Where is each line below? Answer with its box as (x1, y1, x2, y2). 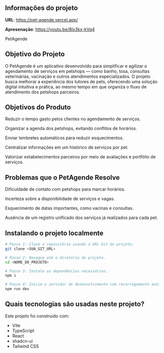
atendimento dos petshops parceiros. (5, 89, 81, 95)
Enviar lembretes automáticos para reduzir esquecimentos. (5, 135, 124, 141)
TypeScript (12, 328, 35, 333)
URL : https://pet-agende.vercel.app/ (5, 17, 78, 22)
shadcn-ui (12, 338, 33, 344)
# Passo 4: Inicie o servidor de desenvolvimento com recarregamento (5, 282, 150, 287)
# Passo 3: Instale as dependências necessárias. (5, 268, 108, 273)
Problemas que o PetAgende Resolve (5, 173, 120, 181)
